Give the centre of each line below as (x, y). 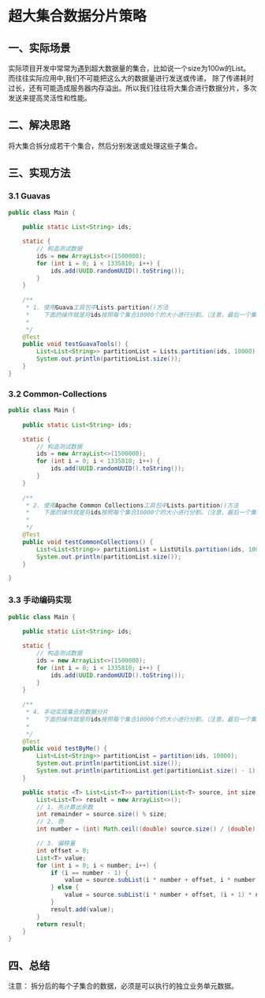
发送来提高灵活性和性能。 (50, 98)
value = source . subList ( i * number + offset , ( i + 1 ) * (158, 895)
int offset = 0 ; (63, 850)
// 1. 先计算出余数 (65, 807)
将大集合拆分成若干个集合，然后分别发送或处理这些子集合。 (105, 145)
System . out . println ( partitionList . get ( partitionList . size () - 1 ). (148, 771)
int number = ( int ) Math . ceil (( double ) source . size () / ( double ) (146, 829)
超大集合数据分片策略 (78, 16)
